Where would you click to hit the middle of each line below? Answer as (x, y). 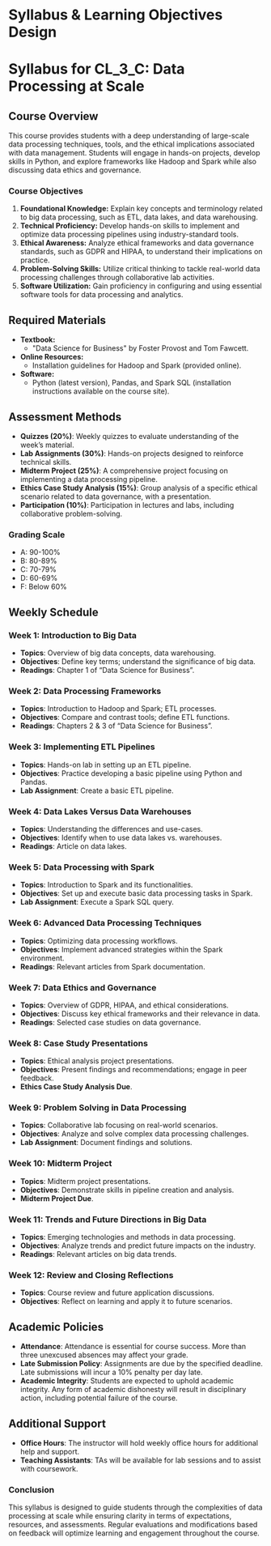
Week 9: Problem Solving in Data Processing (97, 1108)
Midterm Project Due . (57, 1198)
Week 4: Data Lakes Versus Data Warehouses (100, 811)
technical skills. (46, 462)
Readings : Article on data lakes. (73, 846)
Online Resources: (52, 357)
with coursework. (49, 1468)
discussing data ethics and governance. (75, 170)
